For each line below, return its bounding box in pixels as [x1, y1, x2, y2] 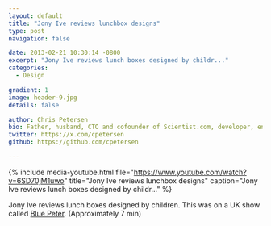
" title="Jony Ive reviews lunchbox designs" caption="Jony [64, 175, 258, 186]
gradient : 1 [8, 86, 48, 94]
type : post [8, 27, 45, 35]
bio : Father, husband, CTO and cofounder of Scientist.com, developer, [8, 123, 254, 132]
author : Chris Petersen [8, 115, 89, 123]
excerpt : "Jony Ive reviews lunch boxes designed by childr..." [8, 56, 229, 65]
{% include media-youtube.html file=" [8, 167, 135, 177]
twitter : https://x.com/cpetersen [8, 131, 125, 139]
